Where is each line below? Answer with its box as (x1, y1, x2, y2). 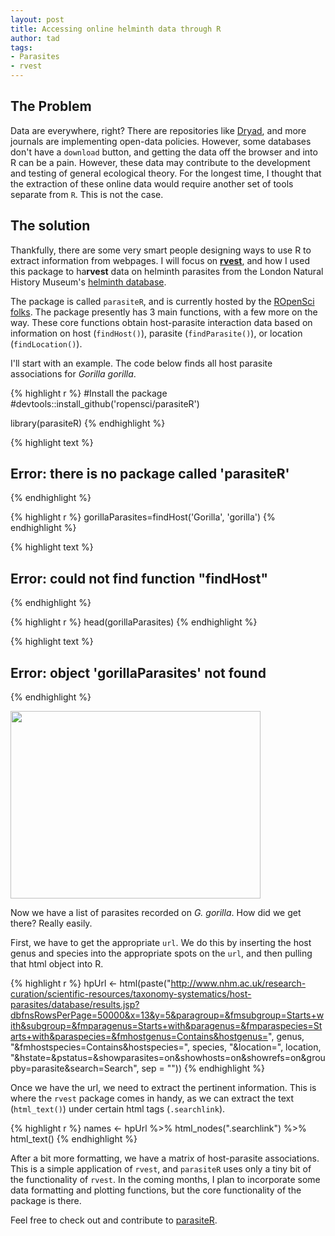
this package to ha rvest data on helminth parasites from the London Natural (10, 265, 324, 277)
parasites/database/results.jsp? (10, 999, 140, 1011)
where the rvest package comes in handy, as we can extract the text (10, 1092, 294, 1105)
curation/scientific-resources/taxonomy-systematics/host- (10, 988, 252, 1000)
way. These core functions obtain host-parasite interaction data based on (10, 316, 313, 328)
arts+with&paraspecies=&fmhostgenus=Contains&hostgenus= (10, 1031, 269, 1043)
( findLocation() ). (10, 337, 83, 350)
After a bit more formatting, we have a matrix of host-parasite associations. (10, 1152, 320, 1165)
